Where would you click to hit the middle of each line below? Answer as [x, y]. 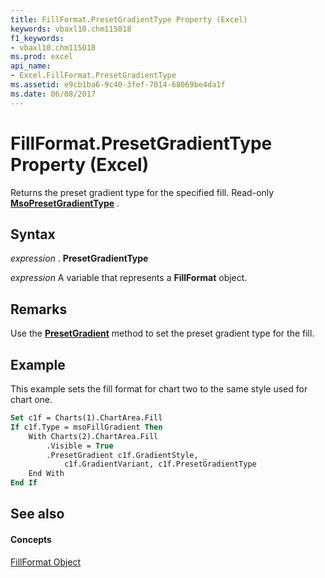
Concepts [31, 539]
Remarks [39, 309]
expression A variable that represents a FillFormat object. [129, 278]
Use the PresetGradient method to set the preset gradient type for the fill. [162, 333]
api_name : [31, 66]
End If [24, 483]
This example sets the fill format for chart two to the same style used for [159, 389]
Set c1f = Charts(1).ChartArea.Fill [86, 418]
